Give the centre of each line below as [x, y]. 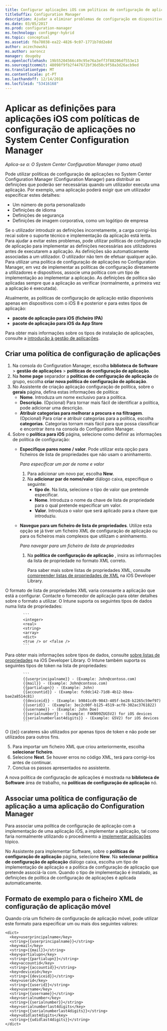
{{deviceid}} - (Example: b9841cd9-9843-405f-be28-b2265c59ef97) [92, 701]
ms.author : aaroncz [25, 51]
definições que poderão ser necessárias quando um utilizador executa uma [83, 184]
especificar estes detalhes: [33, 195]
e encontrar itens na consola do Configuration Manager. [77, 429]
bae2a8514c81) [20, 697]
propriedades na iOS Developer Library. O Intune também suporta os [76, 660]
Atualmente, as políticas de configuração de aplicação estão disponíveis [79, 298]
